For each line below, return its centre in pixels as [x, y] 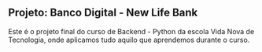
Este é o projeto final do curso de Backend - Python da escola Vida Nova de [131, 31]
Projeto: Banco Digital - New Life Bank [103, 13]
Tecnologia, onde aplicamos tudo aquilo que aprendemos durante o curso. [129, 40]
